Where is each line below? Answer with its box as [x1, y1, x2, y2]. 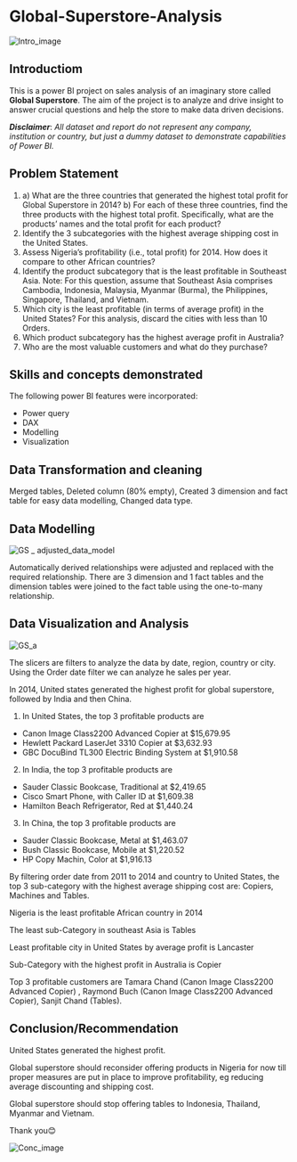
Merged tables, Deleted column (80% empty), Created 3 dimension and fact [9, 486, 288, 496]
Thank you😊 [9, 1125, 56, 1135]
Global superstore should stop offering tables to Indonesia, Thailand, [9, 1098, 261, 1109]
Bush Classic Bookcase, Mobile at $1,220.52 [21, 844, 185, 855]
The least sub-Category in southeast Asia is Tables [9, 924, 197, 935]
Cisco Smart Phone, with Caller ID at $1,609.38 [21, 790, 194, 801]
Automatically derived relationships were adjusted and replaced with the [9, 562, 274, 572]
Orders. [21, 323, 51, 333]
